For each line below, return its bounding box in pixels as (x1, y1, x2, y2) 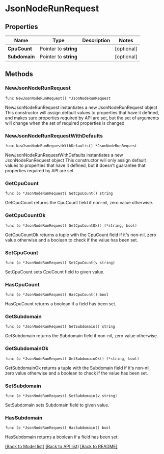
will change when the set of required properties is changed (5, 120, 125, 126)
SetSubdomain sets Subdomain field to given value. (5, 402, 109, 408)
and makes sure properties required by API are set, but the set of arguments (5, 115, 159, 121)
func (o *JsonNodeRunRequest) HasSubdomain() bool (5, 426, 111, 430)
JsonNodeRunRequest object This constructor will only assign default (5, 157, 146, 163)
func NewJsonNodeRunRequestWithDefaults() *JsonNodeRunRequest (5, 143, 137, 148)
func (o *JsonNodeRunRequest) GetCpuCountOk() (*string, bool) (5, 223, 137, 228)
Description (82, 37, 110, 44)
